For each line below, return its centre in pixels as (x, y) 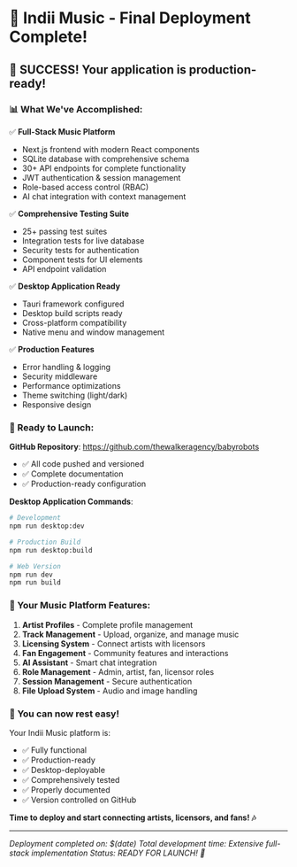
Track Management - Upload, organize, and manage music (130, 634)
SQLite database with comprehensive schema (106, 159)
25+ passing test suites (65, 231)
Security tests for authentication (80, 250)
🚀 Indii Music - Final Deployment (130, 18)
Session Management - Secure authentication (107, 681)
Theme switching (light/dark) (75, 395)
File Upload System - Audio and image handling (110, 691)
